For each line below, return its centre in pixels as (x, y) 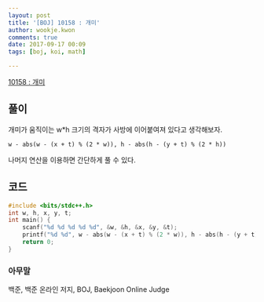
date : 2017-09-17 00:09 (47, 45)
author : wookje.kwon (42, 30)
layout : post (29, 15)
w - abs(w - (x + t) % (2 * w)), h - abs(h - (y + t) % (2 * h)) (117, 144)
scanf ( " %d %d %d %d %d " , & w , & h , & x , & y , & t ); (100, 227)
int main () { (29, 220)
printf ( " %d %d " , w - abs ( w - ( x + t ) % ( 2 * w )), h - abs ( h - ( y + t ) (140, 235)
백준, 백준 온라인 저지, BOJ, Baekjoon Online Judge (89, 289)
